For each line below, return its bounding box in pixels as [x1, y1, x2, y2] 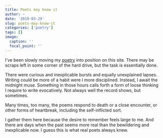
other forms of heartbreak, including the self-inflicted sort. [5, 107, 123, 113]
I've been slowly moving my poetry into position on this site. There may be [5, 57, 154, 63]
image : [5, 35, 18, 40]
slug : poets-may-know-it [5, 21, 55, 26]
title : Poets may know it [5, 7, 57, 12]
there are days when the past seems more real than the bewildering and [5, 122, 149, 128]
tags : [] [5, 30, 23, 35]
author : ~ [5, 12, 25, 17]
